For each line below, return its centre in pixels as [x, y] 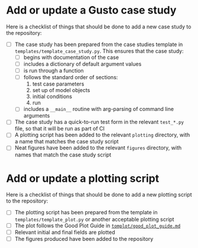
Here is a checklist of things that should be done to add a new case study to [99, 27]
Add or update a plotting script [83, 178]
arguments [37, 116]
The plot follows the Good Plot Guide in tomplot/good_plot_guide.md [98, 226]
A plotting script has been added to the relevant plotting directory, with [102, 135]
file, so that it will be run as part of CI [60, 129]
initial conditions [52, 97]
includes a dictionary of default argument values [82, 64]
